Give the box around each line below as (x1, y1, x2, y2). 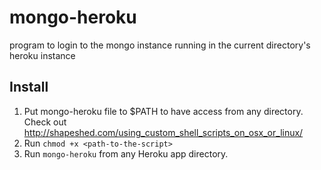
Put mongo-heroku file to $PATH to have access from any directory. (23, 105, 304, 117)
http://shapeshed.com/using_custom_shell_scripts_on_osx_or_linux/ (23, 126, 304, 138)
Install (9, 79, 49, 96)
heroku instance (9, 49, 76, 61)
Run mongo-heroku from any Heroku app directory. (23, 147, 229, 160)
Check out (23, 116, 67, 128)
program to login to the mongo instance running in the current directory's (9, 39, 311, 51)
